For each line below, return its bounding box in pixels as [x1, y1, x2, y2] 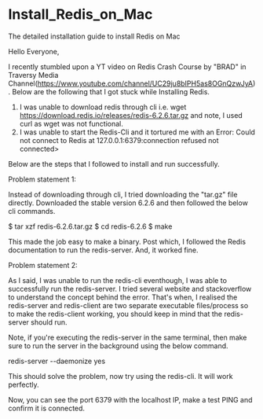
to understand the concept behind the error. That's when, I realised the [8, 292, 238, 302]
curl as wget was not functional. [19, 119, 124, 128]
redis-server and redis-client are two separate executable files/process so [8, 300, 249, 310]
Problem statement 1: [8, 175, 77, 184]
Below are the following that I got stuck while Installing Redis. [11, 86, 210, 96]
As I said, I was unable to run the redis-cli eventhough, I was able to [8, 275, 228, 285]
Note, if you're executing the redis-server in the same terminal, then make [8, 333, 247, 342]
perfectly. [8, 380, 39, 389]
